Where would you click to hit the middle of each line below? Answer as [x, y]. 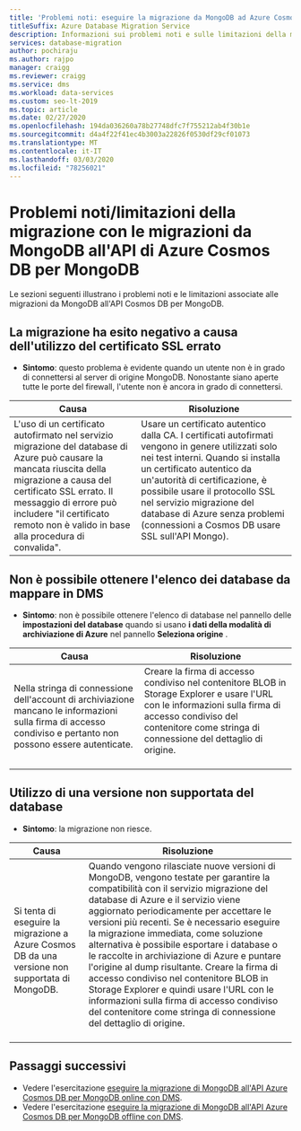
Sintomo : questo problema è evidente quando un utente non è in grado [153, 368]
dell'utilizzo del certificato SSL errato [115, 346]
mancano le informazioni [66, 710]
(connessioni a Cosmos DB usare [211, 525]
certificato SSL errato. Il [64, 492]
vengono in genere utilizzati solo [209, 447]
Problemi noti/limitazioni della [123, 212]
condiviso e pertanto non [66, 732]
